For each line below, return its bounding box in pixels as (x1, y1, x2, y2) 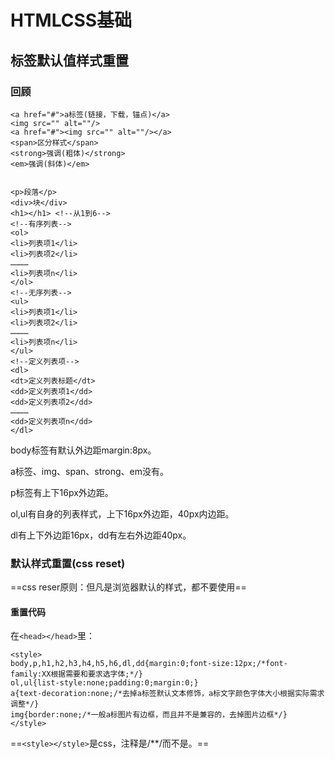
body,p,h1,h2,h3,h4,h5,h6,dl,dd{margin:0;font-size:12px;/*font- (10, 659, 288, 669)
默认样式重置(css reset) (10, 556, 126, 570)
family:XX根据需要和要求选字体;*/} (10, 669, 143, 680)
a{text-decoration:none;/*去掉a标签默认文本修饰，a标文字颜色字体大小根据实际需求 (10, 689, 325, 699)
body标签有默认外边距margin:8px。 (10, 444, 157, 456)
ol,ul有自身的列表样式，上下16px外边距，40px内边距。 (10, 507, 235, 520)
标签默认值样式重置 (10, 52, 129, 69)
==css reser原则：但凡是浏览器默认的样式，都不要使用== (10, 581, 247, 593)
